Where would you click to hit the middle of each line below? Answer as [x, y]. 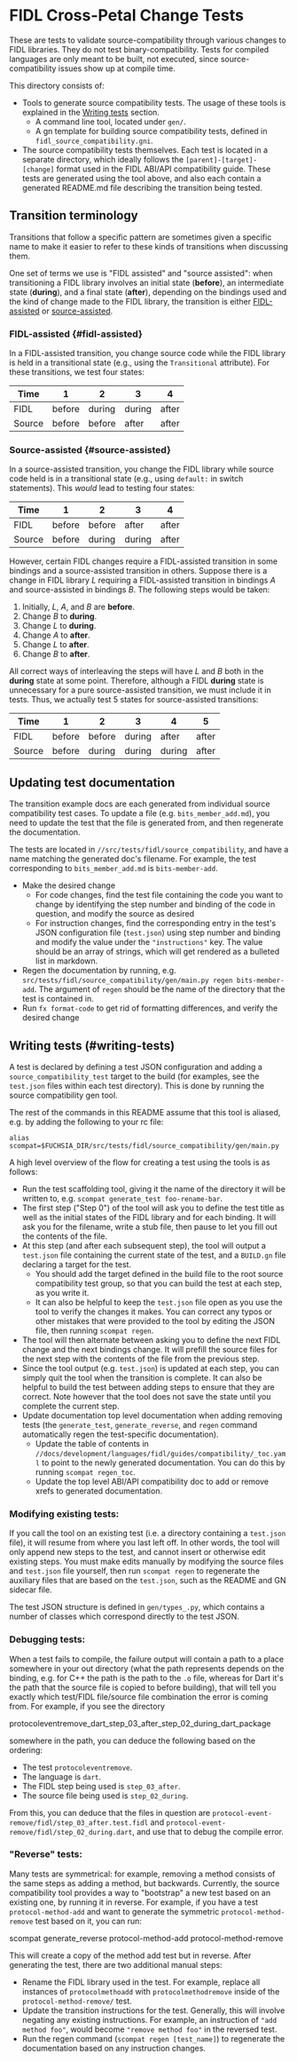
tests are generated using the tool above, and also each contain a [141, 178]
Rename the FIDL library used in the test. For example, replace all [141, 1982]
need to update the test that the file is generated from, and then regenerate [146, 823]
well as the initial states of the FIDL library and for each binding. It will [149, 1217]
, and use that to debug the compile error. [208, 1831]
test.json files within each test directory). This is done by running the [137, 1085]
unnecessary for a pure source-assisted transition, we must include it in [141, 690]
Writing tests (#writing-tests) [92, 1046]
